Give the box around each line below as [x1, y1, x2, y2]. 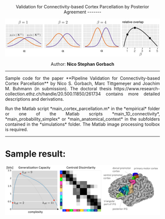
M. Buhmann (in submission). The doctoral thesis [5, 86, 112, 92]
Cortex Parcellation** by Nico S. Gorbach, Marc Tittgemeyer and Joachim [5, 81, 160, 86]
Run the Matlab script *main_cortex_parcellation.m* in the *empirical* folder [5, 106, 160, 111]
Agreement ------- [63, 9, 102, 15]
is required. [5, 127, 28, 133]
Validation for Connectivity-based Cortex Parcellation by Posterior [16, 4, 149, 9]
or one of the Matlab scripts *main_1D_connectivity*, [5, 111, 160, 117]
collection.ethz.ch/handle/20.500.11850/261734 [5, 91, 101, 97]
